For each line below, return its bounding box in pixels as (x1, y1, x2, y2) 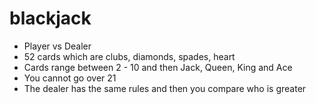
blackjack (9, 7, 92, 30)
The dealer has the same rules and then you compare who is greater (23, 82, 307, 94)
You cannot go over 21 (23, 72, 117, 84)
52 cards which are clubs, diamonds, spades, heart (23, 50, 236, 62)
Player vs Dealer (23, 40, 92, 52)
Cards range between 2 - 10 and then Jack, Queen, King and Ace (23, 61, 293, 73)
